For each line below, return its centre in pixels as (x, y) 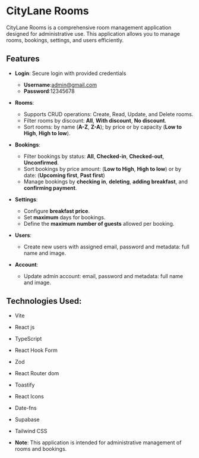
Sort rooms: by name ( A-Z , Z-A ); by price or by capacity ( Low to (103, 127)
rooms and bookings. (41, 448)
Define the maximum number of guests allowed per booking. (99, 223)
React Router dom (37, 373)
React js (25, 327)
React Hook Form (36, 350)
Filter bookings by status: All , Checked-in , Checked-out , (94, 156)
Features (23, 59)
